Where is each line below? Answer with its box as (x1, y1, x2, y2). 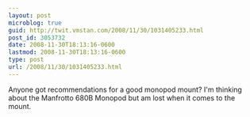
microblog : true (8, 19, 62, 27)
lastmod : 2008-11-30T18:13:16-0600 (8, 48, 126, 56)
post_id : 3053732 (8, 33, 66, 42)
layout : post (8, 11, 52, 20)
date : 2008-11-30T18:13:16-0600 (8, 41, 115, 49)
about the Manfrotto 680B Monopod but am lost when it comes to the (8, 92, 236, 103)
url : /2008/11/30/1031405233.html (8, 63, 123, 71)
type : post (8, 56, 44, 64)
